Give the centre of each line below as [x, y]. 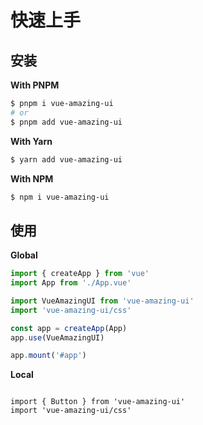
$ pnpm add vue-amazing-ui [66, 122]
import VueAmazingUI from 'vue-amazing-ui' [102, 301]
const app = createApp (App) [69, 328]
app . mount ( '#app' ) [48, 356]
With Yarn [31, 141]
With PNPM [35, 85]
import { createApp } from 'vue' [80, 274]
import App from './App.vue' [71, 283]
